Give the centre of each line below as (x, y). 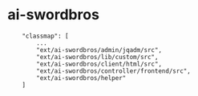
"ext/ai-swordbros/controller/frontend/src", (114, 71)
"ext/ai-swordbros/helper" (81, 78)
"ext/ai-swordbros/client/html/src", (99, 64)
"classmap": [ (45, 36)
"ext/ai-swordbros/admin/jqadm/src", (99, 50)
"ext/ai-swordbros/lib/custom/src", (97, 57)
